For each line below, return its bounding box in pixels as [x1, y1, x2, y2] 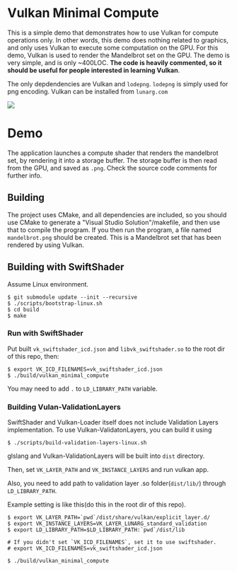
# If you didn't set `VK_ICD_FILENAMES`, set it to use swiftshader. [7, 539, 217, 546]
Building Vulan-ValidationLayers [7, 402, 122, 412]
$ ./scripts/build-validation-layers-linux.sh [7, 439, 147, 446]
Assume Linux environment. [7, 279, 89, 288]
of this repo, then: [7, 352, 59, 360]
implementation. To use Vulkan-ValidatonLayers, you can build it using [7, 426, 212, 434]
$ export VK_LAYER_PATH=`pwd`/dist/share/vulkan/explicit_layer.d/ [7, 514, 211, 521]
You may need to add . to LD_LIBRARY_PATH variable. [7, 384, 158, 393]
